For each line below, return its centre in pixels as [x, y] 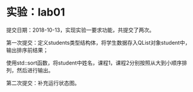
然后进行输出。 [35, 70]
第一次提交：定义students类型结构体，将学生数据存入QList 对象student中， [98, 42]
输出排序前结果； [27, 50]
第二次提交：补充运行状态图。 [43, 83]
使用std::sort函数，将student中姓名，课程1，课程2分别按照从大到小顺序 [94, 63]
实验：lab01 [36, 12]
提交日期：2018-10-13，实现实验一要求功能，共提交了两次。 [80, 30]
